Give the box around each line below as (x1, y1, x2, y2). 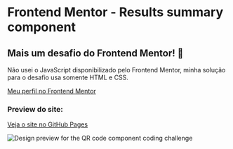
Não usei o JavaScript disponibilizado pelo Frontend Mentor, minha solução (7, 66, 226, 74)
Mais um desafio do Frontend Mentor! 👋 (7, 47, 184, 59)
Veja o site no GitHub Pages (7, 120, 88, 129)
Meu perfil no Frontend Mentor (7, 87, 96, 95)
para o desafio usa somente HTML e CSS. (7, 73, 128, 82)
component (7, 19, 76, 35)
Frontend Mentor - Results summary (7, 4, 224, 20)
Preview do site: (7, 104, 63, 114)
